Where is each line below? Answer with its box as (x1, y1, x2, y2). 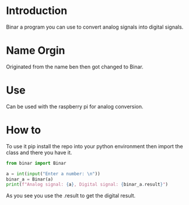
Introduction (6, 4, 68, 18)
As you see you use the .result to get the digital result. (6, 192, 136, 199)
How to (6, 124, 41, 137)
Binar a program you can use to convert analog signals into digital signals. (6, 23, 184, 30)
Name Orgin (6, 44, 65, 57)
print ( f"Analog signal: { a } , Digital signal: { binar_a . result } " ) (6, 182, 168, 187)
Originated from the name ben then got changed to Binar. (6, 63, 144, 70)
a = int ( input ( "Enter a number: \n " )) (6, 171, 100, 176)
